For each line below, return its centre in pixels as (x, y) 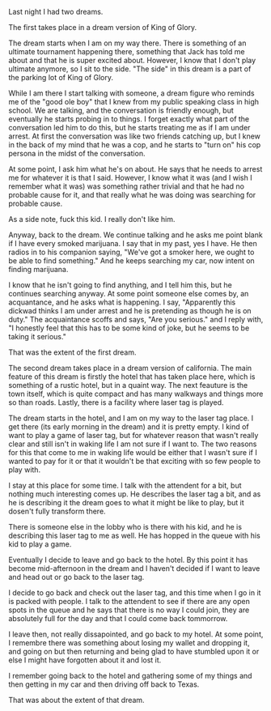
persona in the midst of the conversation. (77, 153)
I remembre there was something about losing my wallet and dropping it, (129, 643)
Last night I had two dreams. (56, 12)
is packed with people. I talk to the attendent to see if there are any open (129, 601)
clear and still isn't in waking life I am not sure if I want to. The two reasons (133, 444)
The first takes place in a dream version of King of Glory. (103, 27)
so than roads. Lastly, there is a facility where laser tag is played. (116, 402)
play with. (25, 470)
